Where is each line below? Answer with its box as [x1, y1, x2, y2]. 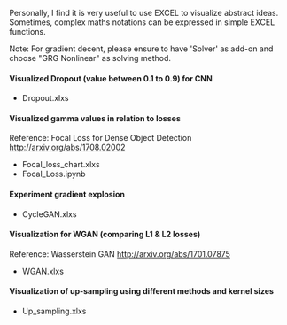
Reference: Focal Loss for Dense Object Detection [9, 133, 192, 143]
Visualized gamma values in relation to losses [9, 112, 182, 123]
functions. [9, 27, 46, 36]
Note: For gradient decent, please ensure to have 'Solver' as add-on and [9, 43, 274, 54]
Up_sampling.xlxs [21, 306, 87, 317]
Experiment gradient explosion [9, 190, 126, 199]
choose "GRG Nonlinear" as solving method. [9, 53, 171, 63]
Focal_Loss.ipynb [21, 168, 86, 180]
